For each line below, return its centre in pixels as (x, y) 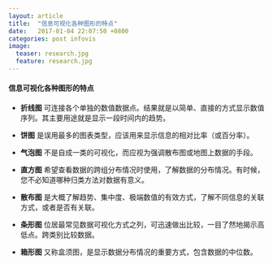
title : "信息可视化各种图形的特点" (63, 24)
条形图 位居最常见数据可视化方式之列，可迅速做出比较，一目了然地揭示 (139, 225)
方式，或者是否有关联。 (59, 207)
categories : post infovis (52, 39)
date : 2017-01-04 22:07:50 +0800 (69, 31)
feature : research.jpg (54, 62)
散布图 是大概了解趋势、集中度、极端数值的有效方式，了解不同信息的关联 (142, 197)
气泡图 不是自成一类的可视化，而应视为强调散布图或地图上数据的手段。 (139, 153)
